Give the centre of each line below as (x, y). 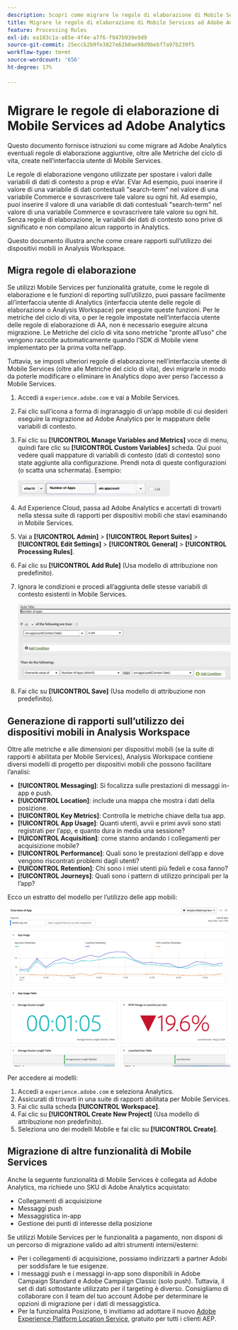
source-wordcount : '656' (44, 60)
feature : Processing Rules (47, 30)
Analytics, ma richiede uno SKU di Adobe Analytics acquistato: (99, 1187)
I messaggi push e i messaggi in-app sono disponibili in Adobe (109, 1273)
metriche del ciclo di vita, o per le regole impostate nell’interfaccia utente (114, 317)
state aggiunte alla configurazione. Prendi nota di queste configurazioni (122, 463)
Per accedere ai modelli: (42, 1078)
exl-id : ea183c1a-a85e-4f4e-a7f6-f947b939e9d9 (77, 38)
